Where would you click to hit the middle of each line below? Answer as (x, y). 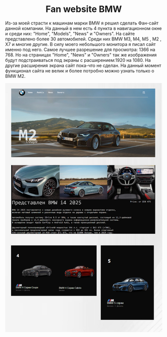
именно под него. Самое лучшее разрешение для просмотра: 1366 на (80, 49)
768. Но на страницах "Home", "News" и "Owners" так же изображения (81, 55)
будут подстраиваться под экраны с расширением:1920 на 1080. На (78, 60)
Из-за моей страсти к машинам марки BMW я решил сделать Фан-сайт (82, 23)
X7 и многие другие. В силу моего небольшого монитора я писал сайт (81, 44)
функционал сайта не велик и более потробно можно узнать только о (80, 70)
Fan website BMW (84, 9)
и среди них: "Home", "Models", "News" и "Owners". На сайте (70, 33)
